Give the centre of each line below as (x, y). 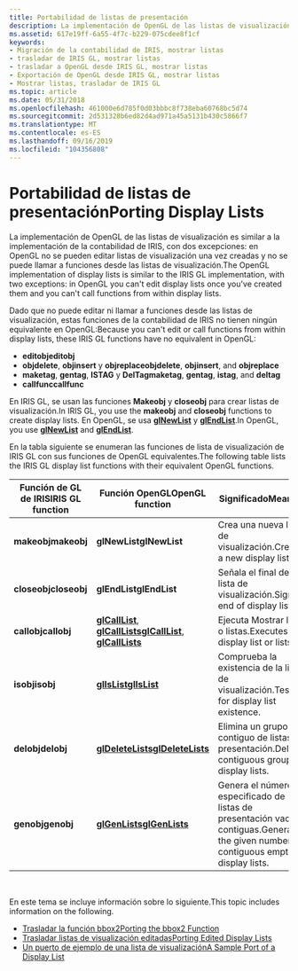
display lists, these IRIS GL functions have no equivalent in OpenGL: (133, 339)
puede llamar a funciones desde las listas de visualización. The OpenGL (140, 265)
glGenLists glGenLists (142, 824)
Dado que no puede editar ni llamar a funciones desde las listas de (131, 310)
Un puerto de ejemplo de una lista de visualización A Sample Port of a (149, 947)
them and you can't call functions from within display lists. (115, 293)
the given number (255, 841)
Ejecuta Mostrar (251, 620)
